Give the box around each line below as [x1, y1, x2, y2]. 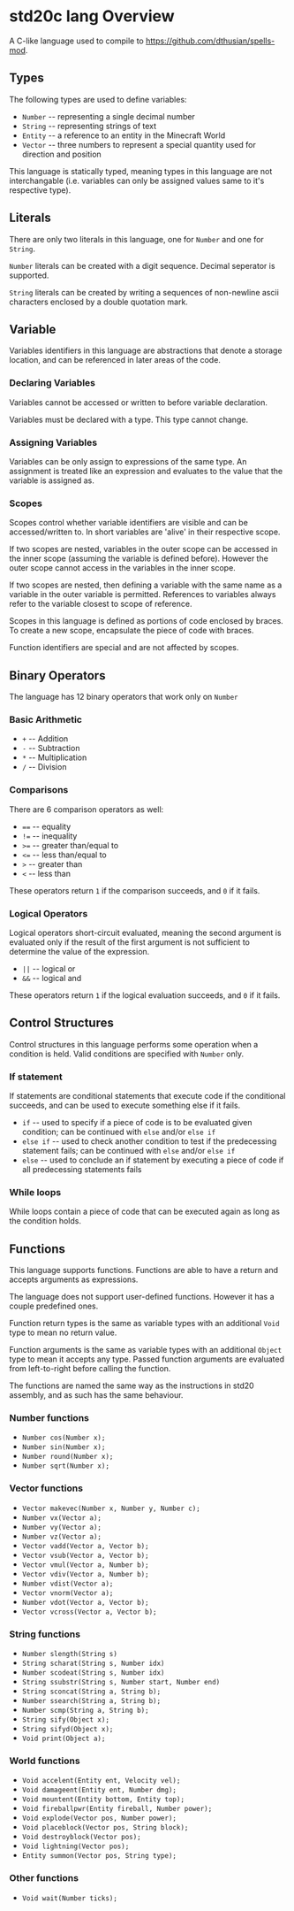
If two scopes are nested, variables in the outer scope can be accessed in [9, 544, 278, 555]
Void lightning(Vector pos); [21, 1842, 130, 1851]
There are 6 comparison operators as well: [9, 803, 164, 815]
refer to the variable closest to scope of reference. [9, 599, 192, 610]
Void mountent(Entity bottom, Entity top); [21, 1795, 185, 1804]
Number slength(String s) [21, 1650, 117, 1659]
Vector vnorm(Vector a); [21, 1588, 114, 1598]
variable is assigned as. [9, 475, 94, 486]
